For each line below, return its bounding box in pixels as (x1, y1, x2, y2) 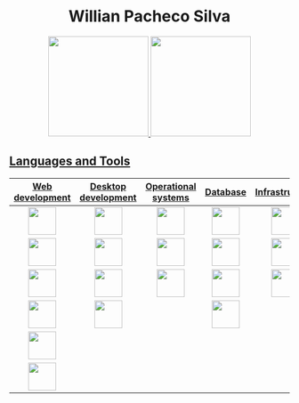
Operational (145, 180, 197, 192)
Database (204, 185, 246, 197)
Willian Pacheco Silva (68, 6, 231, 27)
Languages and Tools (9, 154, 131, 169)
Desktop (90, 180, 126, 192)
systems (152, 191, 190, 204)
